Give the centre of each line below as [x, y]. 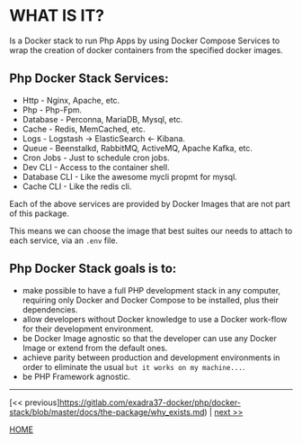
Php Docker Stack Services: [89, 79]
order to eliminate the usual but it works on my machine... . [133, 366]
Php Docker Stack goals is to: [93, 269]
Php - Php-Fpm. [52, 110]
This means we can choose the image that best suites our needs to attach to [151, 231]
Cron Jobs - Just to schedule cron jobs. [96, 158]
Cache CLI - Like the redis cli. [77, 186]
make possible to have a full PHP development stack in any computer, [151, 290]
